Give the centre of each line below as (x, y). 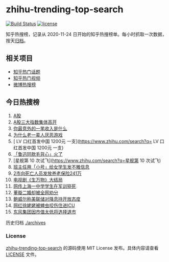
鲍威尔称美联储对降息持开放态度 (47, 199)
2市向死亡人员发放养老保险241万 (47, 173)
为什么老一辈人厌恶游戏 (38, 135)
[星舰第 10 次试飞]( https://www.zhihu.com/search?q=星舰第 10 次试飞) (87, 160)
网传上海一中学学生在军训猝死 (44, 186)
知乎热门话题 (27, 72)
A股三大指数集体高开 (35, 122)
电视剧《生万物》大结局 (38, 179)
